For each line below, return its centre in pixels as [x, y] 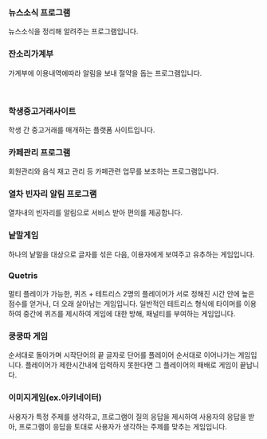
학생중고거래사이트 [42, 111]
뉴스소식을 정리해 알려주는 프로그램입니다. [73, 31]
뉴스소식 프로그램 [39, 12]
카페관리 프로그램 [39, 152]
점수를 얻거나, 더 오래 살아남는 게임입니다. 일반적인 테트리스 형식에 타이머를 [125, 304]
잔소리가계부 [31, 54]
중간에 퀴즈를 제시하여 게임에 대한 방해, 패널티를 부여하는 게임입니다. [129, 314]
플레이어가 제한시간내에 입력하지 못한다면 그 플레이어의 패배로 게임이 [132, 365]
